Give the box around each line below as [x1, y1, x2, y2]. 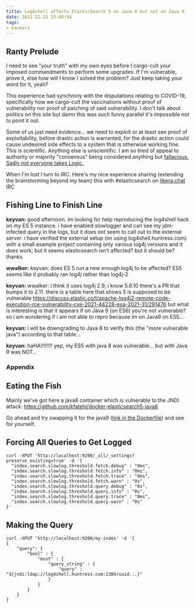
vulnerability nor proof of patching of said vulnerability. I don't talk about [6, 105, 181, 112]
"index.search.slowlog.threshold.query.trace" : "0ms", [11, 494, 150, 500]
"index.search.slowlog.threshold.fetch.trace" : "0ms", [11, 473, 150, 479]
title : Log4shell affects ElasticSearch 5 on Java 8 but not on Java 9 [6, 8, 184, 15]
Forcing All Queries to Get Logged [6, 438, 132, 447]
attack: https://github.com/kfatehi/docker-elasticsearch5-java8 [6, 402, 158, 410]
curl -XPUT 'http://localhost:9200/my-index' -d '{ [6, 535, 135, 542]
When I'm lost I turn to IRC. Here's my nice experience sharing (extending [6, 171, 184, 178]
